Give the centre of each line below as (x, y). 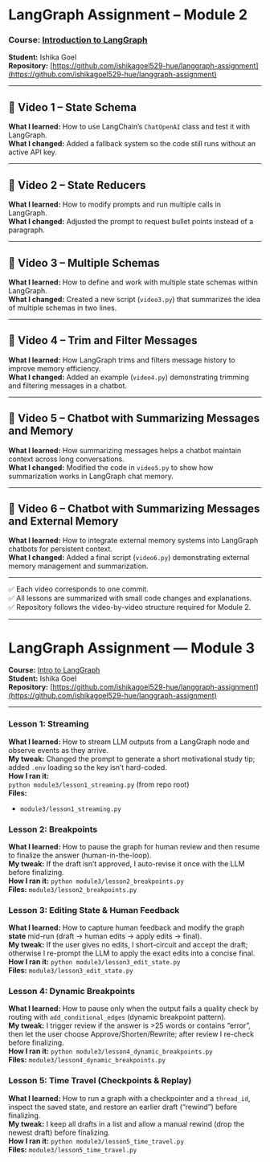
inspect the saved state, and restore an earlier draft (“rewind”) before (123, 1107)
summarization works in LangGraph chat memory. (91, 476)
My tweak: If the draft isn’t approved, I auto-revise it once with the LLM (127, 863)
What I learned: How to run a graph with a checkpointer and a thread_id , (129, 1098)
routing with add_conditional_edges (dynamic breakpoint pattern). (117, 1017)
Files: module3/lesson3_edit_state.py (71, 971)
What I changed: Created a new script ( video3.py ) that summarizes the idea (135, 299)
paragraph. (27, 230)
